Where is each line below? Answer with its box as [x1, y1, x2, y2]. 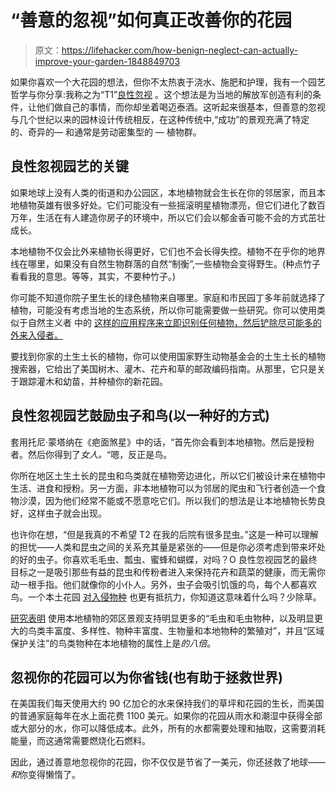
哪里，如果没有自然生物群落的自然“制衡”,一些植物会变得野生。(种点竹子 [27, 257, 322, 270]
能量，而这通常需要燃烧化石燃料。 [10, 735, 151, 747]
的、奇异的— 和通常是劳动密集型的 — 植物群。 [10, 126, 202, 138]
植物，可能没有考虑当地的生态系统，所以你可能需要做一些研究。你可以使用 [10, 304, 317, 316]
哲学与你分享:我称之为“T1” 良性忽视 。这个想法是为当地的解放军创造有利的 [10, 88, 313, 100]
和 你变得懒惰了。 [10, 769, 81, 781]
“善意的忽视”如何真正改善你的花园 [10, 9, 293, 32]
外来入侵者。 [10, 329, 63, 341]
